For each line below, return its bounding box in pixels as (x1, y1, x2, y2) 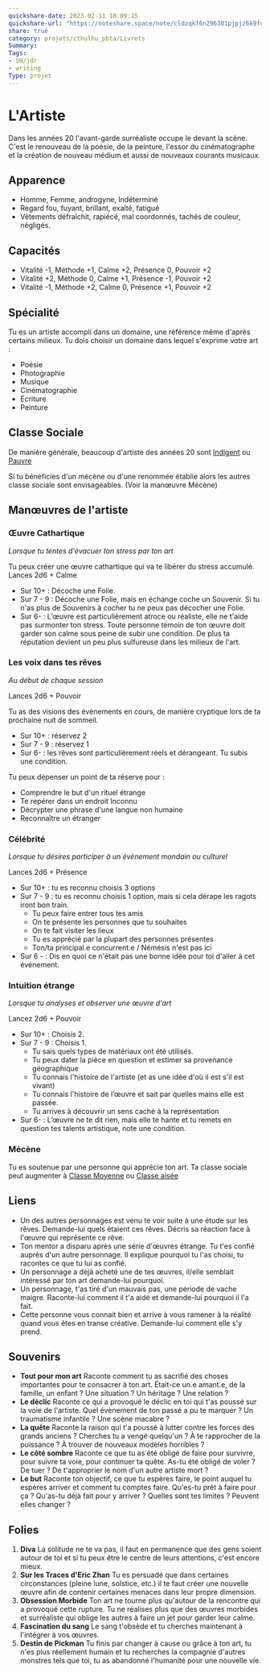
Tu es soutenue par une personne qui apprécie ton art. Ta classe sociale (8, 1162, 247, 1172)
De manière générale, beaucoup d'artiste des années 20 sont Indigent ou (8, 447, 251, 457)
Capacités (8, 243, 61, 258)
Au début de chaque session (8, 675, 104, 685)
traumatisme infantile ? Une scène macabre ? (19, 1414, 170, 1424)
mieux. (19, 1562, 43, 1572)
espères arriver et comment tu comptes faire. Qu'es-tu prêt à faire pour (19, 1483, 257, 1493)
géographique (31, 1064, 79, 1074)
